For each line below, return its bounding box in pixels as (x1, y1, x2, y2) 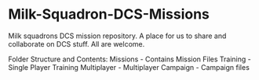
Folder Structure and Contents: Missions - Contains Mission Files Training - (8, 54, 251, 64)
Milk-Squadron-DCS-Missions (8, 5, 210, 23)
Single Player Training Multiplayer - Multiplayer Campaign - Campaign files (8, 62, 250, 71)
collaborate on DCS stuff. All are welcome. (8, 39, 145, 48)
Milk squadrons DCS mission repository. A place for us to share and (8, 31, 227, 40)
